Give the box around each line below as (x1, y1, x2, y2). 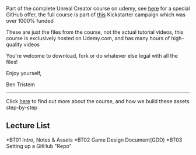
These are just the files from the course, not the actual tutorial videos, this (6, 29, 184, 36)
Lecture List (6, 121, 51, 131)
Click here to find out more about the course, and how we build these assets (6, 98, 190, 104)
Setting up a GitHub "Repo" (6, 142, 72, 149)
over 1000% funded (6, 17, 54, 24)
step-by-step (6, 104, 38, 111)
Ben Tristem (6, 81, 35, 88)
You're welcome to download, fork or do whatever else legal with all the (6, 52, 178, 59)
